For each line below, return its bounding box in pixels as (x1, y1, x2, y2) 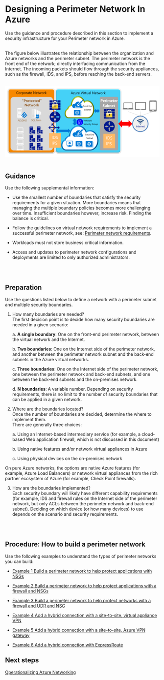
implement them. (12, 416, 47, 422)
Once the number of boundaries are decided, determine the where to (12, 411, 152, 417)
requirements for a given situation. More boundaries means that (12, 200, 141, 206)
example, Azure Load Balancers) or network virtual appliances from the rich (5, 470, 158, 476)
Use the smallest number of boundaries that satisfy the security (12, 194, 141, 200)
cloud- (141, 431, 155, 437)
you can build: (5, 558, 34, 564)
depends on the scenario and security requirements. (12, 511, 118, 517)
